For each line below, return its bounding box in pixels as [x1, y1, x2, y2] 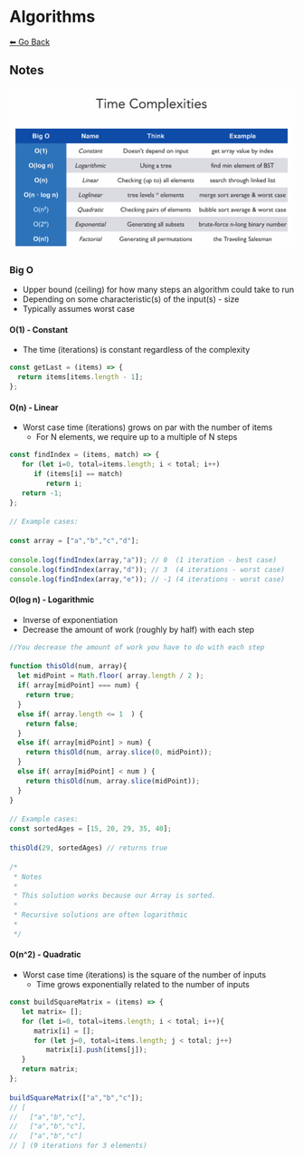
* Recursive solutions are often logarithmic [13, 910, 188, 920]
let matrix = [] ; [21, 1007, 83, 1017]
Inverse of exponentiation [22, 614, 118, 625]
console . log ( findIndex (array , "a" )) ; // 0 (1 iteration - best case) [9, 555, 278, 564]
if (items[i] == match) [33, 470, 124, 479]
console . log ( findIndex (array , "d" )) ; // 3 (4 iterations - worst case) [9, 565, 285, 574]
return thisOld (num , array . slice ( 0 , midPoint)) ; [25, 748, 213, 757]
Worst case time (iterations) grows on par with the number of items [22, 422, 273, 433]
